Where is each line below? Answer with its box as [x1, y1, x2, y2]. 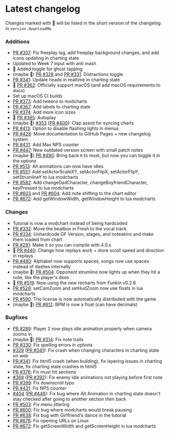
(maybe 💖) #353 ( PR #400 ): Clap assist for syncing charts [12, 120, 134, 126]
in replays [12, 253, 33, 259]
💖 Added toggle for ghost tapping [12, 66, 83, 72]
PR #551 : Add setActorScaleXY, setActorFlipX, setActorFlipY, [12, 169, 140, 175]
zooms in [12, 331, 32, 337]
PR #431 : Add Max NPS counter [12, 142, 79, 148]
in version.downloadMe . [5, 25, 53, 31]
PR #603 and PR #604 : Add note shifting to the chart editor [12, 191, 137, 197]
